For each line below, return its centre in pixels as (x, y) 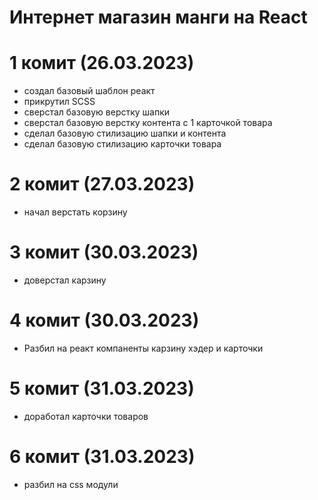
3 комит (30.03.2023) (104, 252)
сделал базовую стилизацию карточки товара (122, 144)
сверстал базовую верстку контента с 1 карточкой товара (148, 123)
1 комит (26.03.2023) (102, 63)
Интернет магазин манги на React (158, 17)
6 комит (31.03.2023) (102, 457)
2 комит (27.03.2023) (102, 184)
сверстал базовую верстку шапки (97, 112)
